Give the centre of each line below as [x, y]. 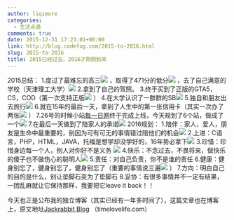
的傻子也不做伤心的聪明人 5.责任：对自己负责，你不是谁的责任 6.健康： [113, 159]
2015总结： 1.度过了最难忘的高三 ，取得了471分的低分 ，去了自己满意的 [117, 80]
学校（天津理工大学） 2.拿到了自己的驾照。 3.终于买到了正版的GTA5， [112, 89]
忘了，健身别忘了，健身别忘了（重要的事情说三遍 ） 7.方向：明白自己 [122, 167]
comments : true [29, 33]
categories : [25, 20]
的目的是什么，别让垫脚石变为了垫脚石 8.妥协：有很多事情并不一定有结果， [115, 177]
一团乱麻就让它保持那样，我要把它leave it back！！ [81, 185]
